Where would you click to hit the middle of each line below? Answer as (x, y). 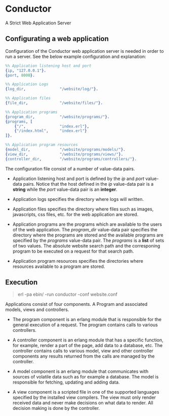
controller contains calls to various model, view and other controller (83, 351)
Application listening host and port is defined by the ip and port (78, 179)
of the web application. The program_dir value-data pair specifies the (85, 229)
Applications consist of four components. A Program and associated (76, 304)
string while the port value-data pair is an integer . (65, 189)
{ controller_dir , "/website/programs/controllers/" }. (71, 159)
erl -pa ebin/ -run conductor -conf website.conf (68, 294)
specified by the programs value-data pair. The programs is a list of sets (88, 240)
